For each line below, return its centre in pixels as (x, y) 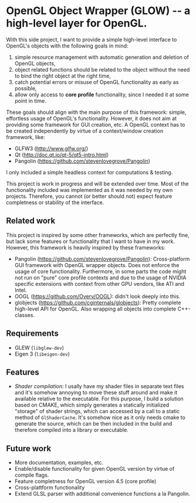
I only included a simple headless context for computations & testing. (89, 172)
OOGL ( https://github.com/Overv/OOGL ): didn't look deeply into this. (97, 296)
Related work (31, 221)
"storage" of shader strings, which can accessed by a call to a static (97, 411)
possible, (26, 88)
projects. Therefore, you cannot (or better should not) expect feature (89, 196)
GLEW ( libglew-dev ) (39, 347)
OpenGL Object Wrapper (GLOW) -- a (98, 11)
